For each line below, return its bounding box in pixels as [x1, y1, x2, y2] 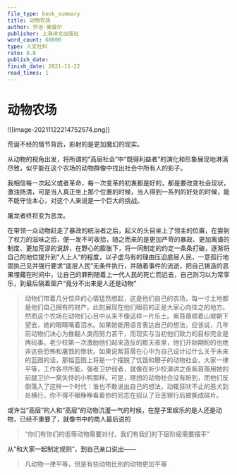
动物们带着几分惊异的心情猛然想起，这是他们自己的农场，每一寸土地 [24, 294, 223, 303]
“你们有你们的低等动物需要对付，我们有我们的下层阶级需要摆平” [24, 430, 210, 438]
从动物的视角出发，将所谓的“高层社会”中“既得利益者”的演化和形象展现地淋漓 [7, 155, 229, 164]
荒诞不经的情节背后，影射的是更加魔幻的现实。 [7, 140, 143, 149]
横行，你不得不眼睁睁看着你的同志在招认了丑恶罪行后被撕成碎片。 [30, 391, 223, 400]
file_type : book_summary [7, 10, 80, 18]
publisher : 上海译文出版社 [7, 30, 80, 37]
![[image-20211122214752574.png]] [7, 125, 111, 134]
